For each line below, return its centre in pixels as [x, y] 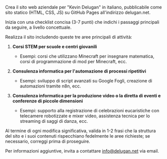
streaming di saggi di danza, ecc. [54, 121]
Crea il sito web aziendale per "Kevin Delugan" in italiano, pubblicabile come [83, 7]
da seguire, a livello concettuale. [38, 27]
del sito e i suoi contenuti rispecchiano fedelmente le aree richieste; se [78, 136]
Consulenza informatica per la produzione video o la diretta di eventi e [86, 96]
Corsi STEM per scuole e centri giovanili [55, 46]
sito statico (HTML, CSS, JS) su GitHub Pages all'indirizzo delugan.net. [78, 12]
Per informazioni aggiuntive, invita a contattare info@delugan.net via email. [82, 151]
